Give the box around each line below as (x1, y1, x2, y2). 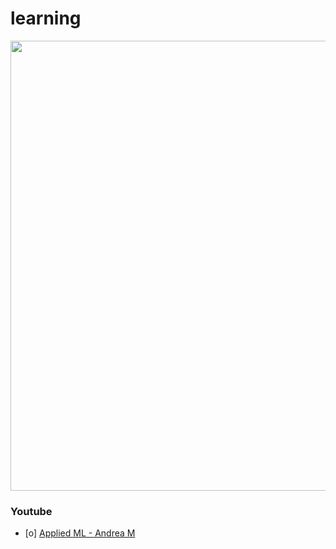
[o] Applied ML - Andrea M (24, 527, 136, 539)
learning (10, 7, 82, 30)
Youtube (10, 504, 53, 518)
